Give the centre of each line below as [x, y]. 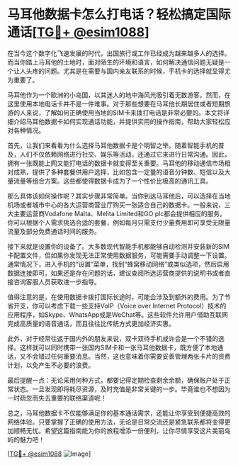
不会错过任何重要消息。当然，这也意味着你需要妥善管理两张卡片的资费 [128, 356]
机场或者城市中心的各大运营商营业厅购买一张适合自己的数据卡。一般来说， [116, 205]
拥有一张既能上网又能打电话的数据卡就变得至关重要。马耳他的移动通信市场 [116, 163]
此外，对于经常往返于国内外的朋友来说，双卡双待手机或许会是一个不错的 [113, 338]
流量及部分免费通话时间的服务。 [54, 231]
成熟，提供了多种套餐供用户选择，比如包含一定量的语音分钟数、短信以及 [119, 172]
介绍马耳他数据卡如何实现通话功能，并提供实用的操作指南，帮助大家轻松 [119, 121]
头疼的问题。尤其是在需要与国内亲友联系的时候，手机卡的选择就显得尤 [128, 71]
